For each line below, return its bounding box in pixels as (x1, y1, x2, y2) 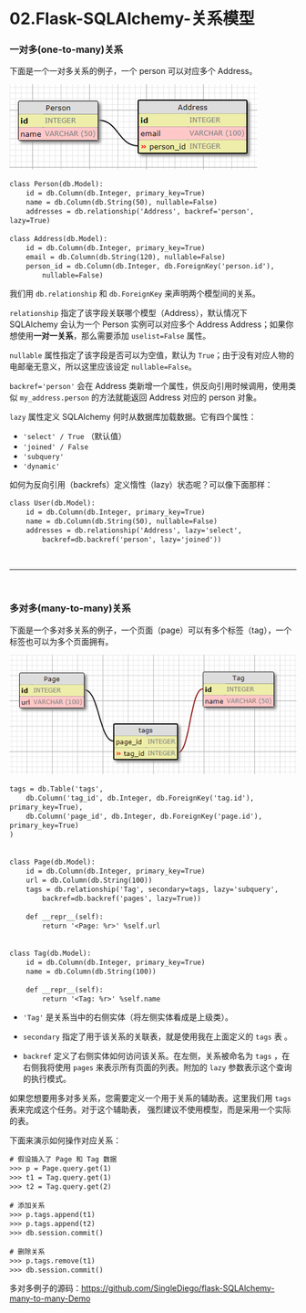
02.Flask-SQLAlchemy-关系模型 (9, 8, 255, 29)
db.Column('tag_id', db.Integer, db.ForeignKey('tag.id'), (25, 793, 255, 803)
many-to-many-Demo (9, 1293, 91, 1304)
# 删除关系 (9, 1247, 46, 1256)
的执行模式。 (22, 1073, 71, 1084)
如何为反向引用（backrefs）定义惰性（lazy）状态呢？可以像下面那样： (9, 479, 273, 490)
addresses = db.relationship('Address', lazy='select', (25, 526, 243, 535)
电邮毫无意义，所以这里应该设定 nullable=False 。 (9, 362, 198, 373)
